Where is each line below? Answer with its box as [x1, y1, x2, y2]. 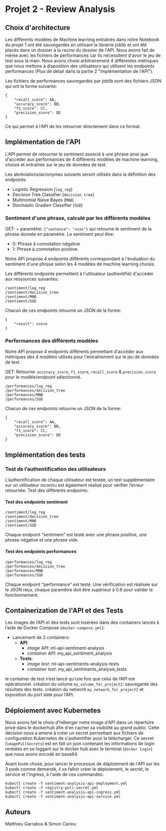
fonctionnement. [5, 592, 39, 598]
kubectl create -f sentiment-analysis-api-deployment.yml [5, 781, 127, 786]
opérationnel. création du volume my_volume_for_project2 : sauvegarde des [5, 681, 158, 687]
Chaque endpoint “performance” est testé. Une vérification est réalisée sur [5, 581, 158, 587]
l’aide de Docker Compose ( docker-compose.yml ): [5, 625, 105, 631]
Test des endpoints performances [5, 548, 77, 554]
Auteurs [5, 808, 31, 816]
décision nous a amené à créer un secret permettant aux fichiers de [5, 730, 144, 736]
